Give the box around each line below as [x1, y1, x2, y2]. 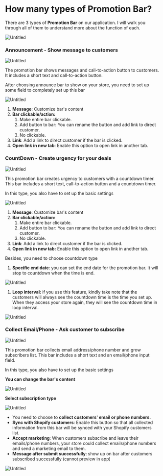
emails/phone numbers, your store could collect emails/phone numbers [12, 440, 157, 446]
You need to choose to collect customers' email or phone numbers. [12, 414, 151, 420]
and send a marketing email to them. [12, 445, 86, 451]
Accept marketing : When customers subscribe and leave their [12, 435, 139, 441]
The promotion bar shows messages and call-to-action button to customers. [5, 67, 159, 73]
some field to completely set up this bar [5, 87, 85, 93]
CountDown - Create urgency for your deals [5, 155, 112, 162]
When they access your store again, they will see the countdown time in [12, 299, 158, 305]
